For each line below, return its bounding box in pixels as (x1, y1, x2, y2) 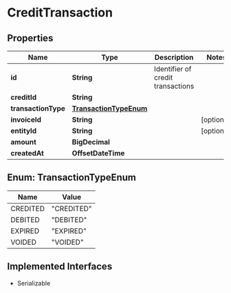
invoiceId (10, 115, 41, 124)
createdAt (10, 149, 45, 158)
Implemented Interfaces (7, 261, 113, 272)
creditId (10, 93, 36, 102)
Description (154, 53, 194, 62)
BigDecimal (71, 138, 110, 146)
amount (10, 138, 36, 146)
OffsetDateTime (71, 149, 125, 158)
